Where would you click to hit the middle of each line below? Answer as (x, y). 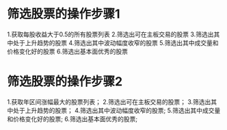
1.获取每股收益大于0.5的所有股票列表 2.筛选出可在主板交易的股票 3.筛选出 (110, 34)
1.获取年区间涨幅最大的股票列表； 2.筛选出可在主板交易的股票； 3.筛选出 (109, 102)
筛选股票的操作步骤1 (64, 14)
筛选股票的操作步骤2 (65, 82)
